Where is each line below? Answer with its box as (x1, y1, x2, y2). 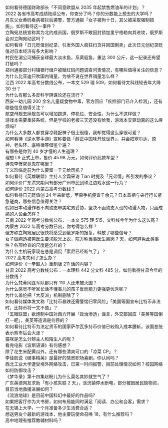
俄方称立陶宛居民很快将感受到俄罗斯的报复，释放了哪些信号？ (5, 230, 132, 235)
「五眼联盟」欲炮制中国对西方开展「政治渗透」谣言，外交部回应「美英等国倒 (5, 311, 163, 317)
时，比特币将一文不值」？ (5, 305, 58, 310)
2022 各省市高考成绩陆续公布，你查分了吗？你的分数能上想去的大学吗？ (5, 11, 153, 17)
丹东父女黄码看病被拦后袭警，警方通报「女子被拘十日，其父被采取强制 (5, 17, 150, 23)
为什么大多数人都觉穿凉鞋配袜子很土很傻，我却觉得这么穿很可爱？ (5, 130, 141, 135)
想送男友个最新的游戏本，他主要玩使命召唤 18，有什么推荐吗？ (5, 411, 134, 417)
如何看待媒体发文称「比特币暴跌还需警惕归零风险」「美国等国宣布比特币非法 (5, 298, 161, 304)
